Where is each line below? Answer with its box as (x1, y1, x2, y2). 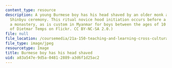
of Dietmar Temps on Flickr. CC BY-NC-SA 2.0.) (10, 27, 114, 32)
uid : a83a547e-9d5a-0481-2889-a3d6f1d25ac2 (5, 55, 100, 60)
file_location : (5, 36, 38, 41)
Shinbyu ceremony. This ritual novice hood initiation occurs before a (10, 17, 166, 22)
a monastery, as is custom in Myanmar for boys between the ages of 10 (10, 21, 166, 27)
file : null (5, 31, 29, 36)
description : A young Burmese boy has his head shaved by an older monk (5, 12, 164, 17)
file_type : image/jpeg (5, 41, 54, 46)
